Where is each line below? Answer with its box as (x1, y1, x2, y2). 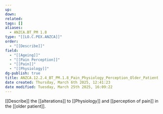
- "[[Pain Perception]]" (9, 57, 60, 62)
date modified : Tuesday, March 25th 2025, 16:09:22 (5, 84, 113, 90)
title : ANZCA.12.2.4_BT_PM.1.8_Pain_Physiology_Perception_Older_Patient (5, 75, 159, 80)
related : (5, 16, 23, 21)
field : (5, 48, 19, 53)
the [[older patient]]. (5, 103, 46, 109)
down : (5, 12, 16, 17)
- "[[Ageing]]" (9, 52, 41, 58)
